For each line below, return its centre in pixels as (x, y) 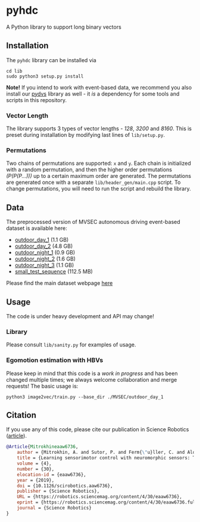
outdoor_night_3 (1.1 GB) (44, 265)
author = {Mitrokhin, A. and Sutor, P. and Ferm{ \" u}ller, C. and (101, 452)
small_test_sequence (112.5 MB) (54, 272)
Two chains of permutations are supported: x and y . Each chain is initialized (99, 163)
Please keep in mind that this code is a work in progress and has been (92, 373)
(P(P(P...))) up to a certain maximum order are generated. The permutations (99, 176)
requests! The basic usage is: (42, 386)
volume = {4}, (34, 463)
